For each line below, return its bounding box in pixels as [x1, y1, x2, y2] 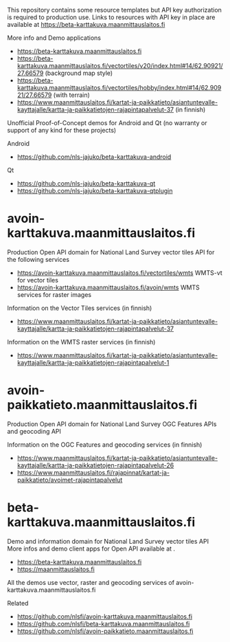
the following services [7, 255, 70, 263]
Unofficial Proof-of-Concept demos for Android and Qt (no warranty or [7, 119, 207, 126]
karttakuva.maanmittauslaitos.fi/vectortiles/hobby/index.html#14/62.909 [16, 84, 222, 91]
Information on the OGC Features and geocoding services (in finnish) [7, 440, 203, 449]
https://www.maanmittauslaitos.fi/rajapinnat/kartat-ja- [16, 468, 170, 476]
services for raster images [16, 290, 91, 298]
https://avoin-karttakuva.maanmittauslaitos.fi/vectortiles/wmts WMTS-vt [16, 268, 223, 277]
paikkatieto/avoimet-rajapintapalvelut [16, 476, 123, 484]
